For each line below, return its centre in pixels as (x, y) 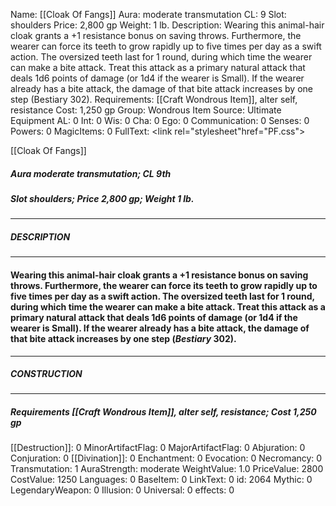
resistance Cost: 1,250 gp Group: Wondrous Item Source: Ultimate (146, 110)
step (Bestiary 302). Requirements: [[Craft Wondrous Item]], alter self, (154, 99)
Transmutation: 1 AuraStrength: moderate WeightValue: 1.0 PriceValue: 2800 (167, 469)
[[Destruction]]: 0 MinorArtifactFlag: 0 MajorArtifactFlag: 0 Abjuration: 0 (158, 448)
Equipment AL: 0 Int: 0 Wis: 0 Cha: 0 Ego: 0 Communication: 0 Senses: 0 (160, 120)
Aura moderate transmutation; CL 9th (91, 173)
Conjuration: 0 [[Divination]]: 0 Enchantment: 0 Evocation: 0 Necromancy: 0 (166, 458)
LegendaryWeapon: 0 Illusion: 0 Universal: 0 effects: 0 (122, 490)
